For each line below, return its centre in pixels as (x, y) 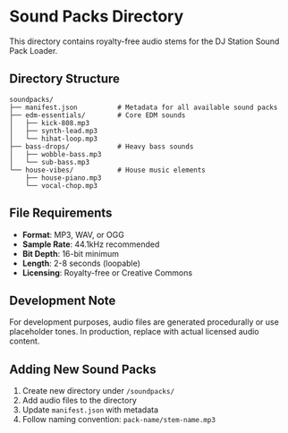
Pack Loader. (34, 50)
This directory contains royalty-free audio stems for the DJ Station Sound (144, 41)
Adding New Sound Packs (83, 369)
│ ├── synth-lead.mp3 (54, 131)
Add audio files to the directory (79, 401)
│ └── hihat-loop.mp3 (54, 139)
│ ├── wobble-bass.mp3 (55, 154)
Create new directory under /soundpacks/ (98, 391)
